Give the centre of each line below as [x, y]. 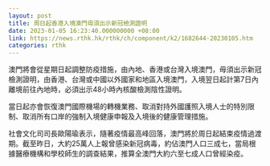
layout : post [30, 16]
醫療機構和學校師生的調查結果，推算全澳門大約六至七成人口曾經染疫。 [131, 154]
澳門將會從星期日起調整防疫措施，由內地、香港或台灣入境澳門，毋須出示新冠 [135, 70]
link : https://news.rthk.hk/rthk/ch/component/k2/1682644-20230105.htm [131, 38]
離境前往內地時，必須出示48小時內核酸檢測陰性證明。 [97, 90]
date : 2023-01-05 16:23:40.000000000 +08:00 [84, 30]
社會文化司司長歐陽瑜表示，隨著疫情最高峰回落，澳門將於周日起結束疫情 [128, 134]
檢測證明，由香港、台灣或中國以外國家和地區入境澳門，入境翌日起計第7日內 [133, 79]
